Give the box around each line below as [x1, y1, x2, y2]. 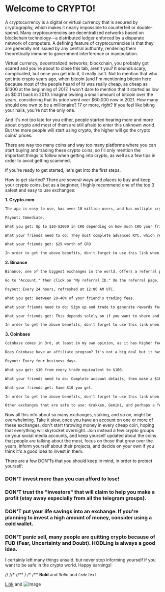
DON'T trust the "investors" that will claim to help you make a [5, 489, 155, 496]
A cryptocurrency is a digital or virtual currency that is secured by [5, 19, 138, 25]
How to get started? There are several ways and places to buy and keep [5, 177, 151, 183]
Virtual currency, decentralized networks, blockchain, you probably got [5, 60, 149, 66]
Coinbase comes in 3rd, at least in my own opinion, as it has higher [5, 341, 153, 346]
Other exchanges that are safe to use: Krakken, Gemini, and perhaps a [5, 403, 155, 408]
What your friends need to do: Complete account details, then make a [5, 376, 153, 381]
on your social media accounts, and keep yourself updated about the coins [5, 433, 157, 438]
